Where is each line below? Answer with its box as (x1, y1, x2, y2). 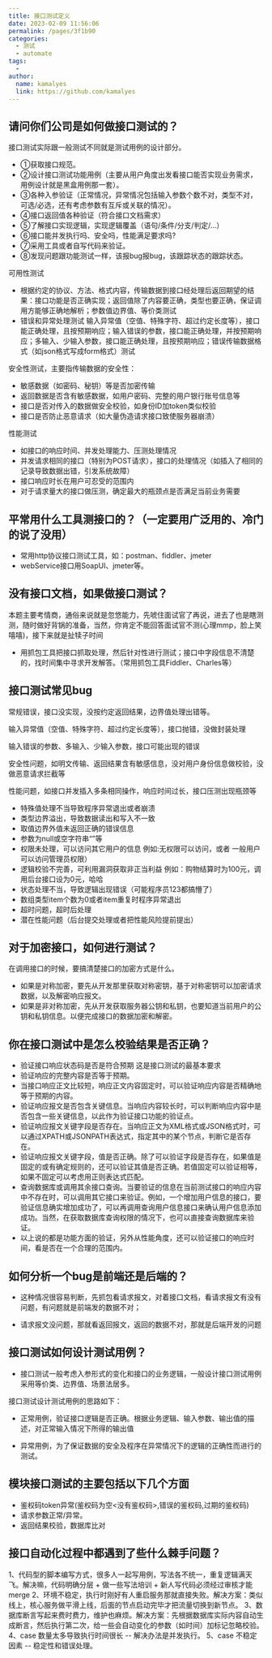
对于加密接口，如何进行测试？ (8, 941, 158, 954)
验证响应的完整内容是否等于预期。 (19, 1070, 134, 1080)
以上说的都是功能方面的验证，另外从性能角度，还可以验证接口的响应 (19, 1233, 248, 1242)
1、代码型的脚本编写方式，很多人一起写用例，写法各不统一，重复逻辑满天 (8, 1570, 253, 1579)
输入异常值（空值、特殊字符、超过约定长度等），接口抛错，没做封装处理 (8, 724, 246, 734)
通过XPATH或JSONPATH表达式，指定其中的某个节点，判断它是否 (27, 1131, 244, 1141)
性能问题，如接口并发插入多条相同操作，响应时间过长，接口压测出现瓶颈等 (8, 786, 257, 795)
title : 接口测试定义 (8, 11, 70, 20)
